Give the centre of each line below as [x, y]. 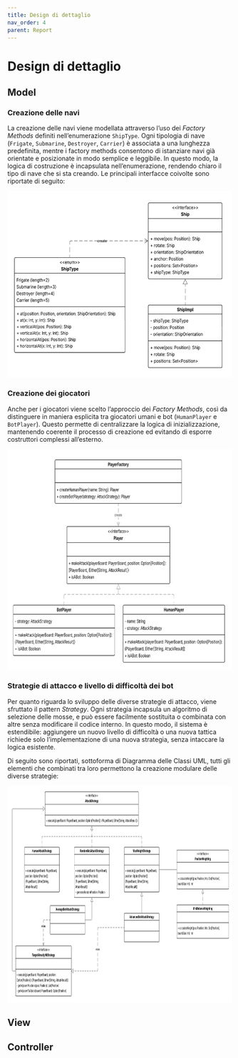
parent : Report [30, 30]
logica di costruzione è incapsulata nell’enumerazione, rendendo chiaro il [115, 166]
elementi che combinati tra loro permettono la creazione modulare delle [112, 768]
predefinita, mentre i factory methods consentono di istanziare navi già [111, 151]
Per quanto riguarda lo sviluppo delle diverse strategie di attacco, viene [112, 701]
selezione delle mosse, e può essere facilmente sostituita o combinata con [117, 717]
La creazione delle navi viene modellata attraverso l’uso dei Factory [106, 128]
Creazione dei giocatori [49, 393]
